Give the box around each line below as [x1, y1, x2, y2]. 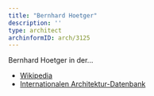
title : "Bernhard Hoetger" [8, 11, 98, 20]
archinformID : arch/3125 [8, 33, 90, 42]
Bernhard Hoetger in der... [8, 56, 94, 65]
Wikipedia [19, 71, 53, 80]
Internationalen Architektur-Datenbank [19, 79, 146, 89]
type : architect [8, 26, 62, 34]
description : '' [8, 19, 62, 27]
